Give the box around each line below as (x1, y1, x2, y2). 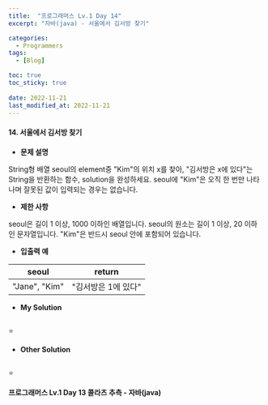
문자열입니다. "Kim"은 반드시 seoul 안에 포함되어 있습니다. (16, 228, 202, 239)
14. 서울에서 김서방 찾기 (8, 127, 83, 137)
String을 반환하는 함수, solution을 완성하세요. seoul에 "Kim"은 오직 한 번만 (8, 174, 245, 184)
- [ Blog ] (15, 57, 45, 65)
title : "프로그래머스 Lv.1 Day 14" (8, 11, 122, 20)
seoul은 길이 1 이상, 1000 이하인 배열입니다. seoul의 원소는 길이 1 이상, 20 (8, 219, 243, 228)
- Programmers (15, 41, 63, 49)
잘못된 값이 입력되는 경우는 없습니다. (23, 184, 138, 194)
